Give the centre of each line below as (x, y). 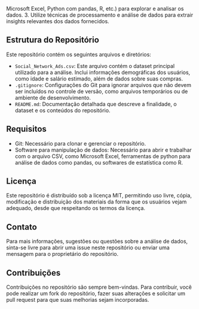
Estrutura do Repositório (53, 40)
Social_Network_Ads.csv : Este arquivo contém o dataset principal (95, 66)
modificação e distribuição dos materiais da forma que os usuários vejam (97, 202)
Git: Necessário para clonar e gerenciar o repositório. (80, 143)
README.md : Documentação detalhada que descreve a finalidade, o (96, 104)
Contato (22, 227)
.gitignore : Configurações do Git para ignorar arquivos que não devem (103, 85)
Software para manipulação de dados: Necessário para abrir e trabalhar (103, 150)
